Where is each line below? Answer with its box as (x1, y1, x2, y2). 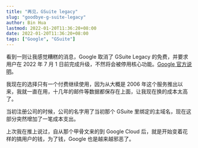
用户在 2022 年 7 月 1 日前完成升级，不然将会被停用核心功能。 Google (6, 60, 175, 67)
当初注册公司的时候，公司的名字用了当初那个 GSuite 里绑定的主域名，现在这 (6, 108, 191, 115)
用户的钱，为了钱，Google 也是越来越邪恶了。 (21, 136, 135, 142)
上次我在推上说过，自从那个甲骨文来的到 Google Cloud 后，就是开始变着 (6, 128, 183, 135)
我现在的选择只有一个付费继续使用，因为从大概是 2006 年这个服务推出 (6, 81, 178, 88)
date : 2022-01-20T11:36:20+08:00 (6, 31, 89, 37)
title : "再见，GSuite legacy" (6, 8, 78, 15)
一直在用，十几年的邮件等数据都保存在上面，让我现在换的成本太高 (26, 88, 188, 95)
